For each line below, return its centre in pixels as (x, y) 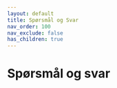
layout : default (30, 14)
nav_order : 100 (29, 26)
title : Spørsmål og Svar (43, 20)
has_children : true (35, 39)
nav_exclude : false (35, 33)
